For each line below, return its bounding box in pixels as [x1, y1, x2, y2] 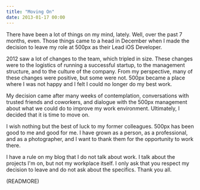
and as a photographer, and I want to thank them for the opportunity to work [6, 135, 194, 142]
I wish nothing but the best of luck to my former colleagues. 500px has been [6, 122, 194, 130]
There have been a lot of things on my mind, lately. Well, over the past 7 [6, 30, 183, 38]
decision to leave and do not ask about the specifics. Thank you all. [6, 166, 172, 173]
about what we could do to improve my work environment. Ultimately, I [6, 105, 180, 112]
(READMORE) [6, 177, 40, 185]
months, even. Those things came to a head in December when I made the [6, 37, 190, 44]
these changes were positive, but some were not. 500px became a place [6, 74, 185, 81]
